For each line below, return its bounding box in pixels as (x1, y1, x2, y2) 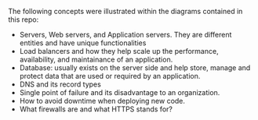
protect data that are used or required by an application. (19, 72, 201, 80)
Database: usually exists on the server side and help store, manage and (19, 63, 251, 72)
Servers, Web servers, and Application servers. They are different (19, 30, 232, 39)
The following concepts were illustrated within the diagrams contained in (8, 7, 243, 16)
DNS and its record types (19, 79, 102, 89)
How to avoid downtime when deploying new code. (19, 97, 186, 105)
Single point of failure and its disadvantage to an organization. (19, 88, 220, 97)
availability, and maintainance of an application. (19, 55, 173, 64)
